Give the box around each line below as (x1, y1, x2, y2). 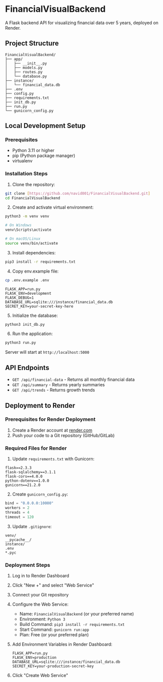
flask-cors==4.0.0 (5, 474, 43, 479)
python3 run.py (5, 341, 36, 345)
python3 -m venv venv (5, 214, 50, 219)
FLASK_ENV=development (5, 291, 52, 296)
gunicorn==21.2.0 (5, 483, 41, 488)
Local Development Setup (5, 122, 86, 130)
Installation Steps (5, 170, 48, 177)
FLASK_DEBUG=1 (5, 295, 34, 300)
